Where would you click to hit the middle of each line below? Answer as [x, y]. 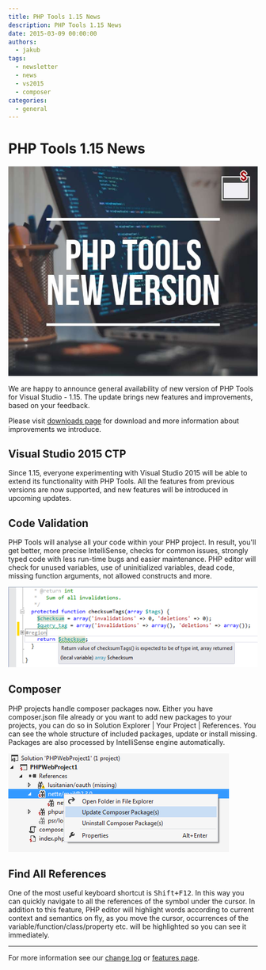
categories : [28, 100]
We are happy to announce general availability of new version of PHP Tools [131, 388]
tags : [17, 59]
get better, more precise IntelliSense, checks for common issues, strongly [128, 551]
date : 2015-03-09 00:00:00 [53, 33]
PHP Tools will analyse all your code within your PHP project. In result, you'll [132, 542]
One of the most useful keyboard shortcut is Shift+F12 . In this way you [126, 893]
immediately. [29, 935]
